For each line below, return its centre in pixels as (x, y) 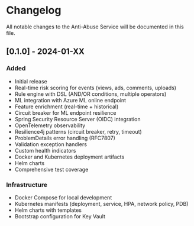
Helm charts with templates (48, 210)
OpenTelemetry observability (50, 125)
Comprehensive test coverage (51, 169)
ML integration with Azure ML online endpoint (70, 100)
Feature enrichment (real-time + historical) (67, 106)
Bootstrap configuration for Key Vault (60, 216)
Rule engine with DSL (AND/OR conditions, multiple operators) (90, 94)
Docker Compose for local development (63, 197)
